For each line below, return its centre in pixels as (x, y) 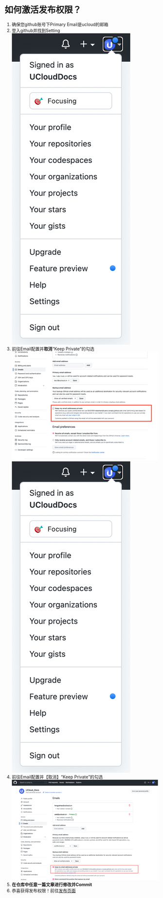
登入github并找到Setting (36, 30)
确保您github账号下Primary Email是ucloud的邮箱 (60, 24)
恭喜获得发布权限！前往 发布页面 (44, 891)
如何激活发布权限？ (43, 10)
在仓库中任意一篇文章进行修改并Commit (52, 885)
